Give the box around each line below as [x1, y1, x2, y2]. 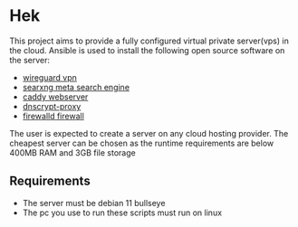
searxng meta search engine [22, 81, 130, 92]
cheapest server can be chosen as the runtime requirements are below [9, 137, 274, 148]
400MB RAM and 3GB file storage [9, 147, 136, 158]
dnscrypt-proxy [22, 100, 82, 111]
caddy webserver [22, 91, 89, 102]
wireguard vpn [22, 71, 77, 82]
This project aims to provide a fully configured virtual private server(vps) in [9, 35, 290, 46]
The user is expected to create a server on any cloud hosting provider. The [9, 128, 289, 138]
